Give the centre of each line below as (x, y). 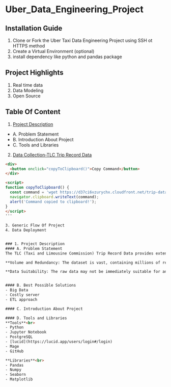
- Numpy (13, 370)
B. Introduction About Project (43, 139)
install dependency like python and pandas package (67, 57)
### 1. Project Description (35, 244)
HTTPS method (29, 46)
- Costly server (22, 295)
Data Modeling (28, 90)
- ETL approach (21, 299)
